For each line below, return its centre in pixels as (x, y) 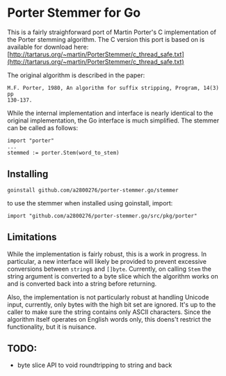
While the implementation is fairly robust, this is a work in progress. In (107, 254)
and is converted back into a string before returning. (82, 283)
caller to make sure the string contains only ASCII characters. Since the (109, 312)
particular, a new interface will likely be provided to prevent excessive (107, 261)
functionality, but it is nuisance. (52, 327)
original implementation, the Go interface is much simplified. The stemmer (113, 120)
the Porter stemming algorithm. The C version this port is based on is (106, 39)
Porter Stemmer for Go (74, 13)
